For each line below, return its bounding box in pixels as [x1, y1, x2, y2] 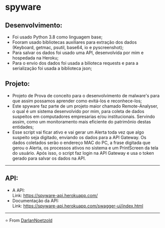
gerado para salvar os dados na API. [12, 155, 86, 161]
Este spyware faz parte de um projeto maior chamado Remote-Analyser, [12, 103, 159, 109]
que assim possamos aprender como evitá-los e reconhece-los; [12, 98, 142, 104]
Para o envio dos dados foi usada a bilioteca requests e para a [12, 60, 138, 66]
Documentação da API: [12, 198, 59, 203]
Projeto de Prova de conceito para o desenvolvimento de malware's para [12, 92, 160, 98]
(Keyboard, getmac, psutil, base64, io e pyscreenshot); [12, 45, 124, 50]
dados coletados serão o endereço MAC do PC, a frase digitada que [12, 140, 151, 145]
